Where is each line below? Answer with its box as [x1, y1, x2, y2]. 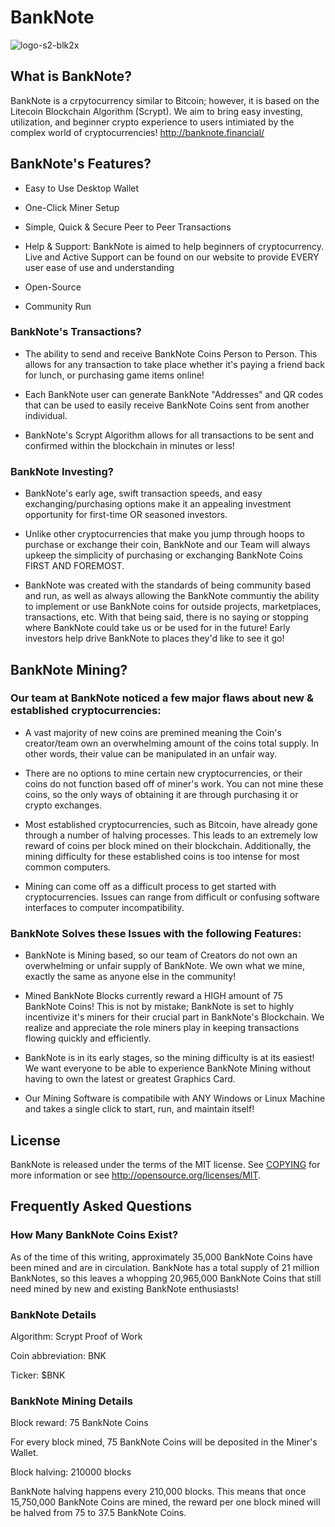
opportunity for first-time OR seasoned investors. [24, 509, 228, 521]
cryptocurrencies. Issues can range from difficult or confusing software [24, 891, 320, 903]
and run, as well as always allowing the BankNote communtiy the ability [24, 590, 320, 602]
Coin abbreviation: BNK [10, 1349, 107, 1361]
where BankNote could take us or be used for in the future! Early [24, 622, 291, 634]
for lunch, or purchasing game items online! [24, 369, 205, 381]
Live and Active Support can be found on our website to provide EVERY [24, 251, 320, 263]
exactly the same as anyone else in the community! [24, 971, 237, 983]
